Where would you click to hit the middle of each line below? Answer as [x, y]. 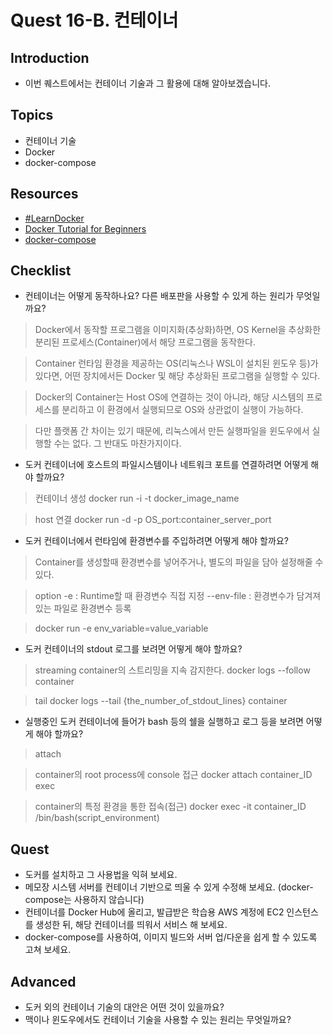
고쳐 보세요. [48, 950]
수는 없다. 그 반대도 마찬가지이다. [117, 443]
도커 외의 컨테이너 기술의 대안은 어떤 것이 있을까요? [124, 1007]
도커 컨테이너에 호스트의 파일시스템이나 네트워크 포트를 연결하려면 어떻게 [166, 465]
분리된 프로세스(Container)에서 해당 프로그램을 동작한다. [145, 342]
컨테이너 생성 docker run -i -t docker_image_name [137, 498]
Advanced [43, 981]
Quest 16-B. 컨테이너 [94, 20]
